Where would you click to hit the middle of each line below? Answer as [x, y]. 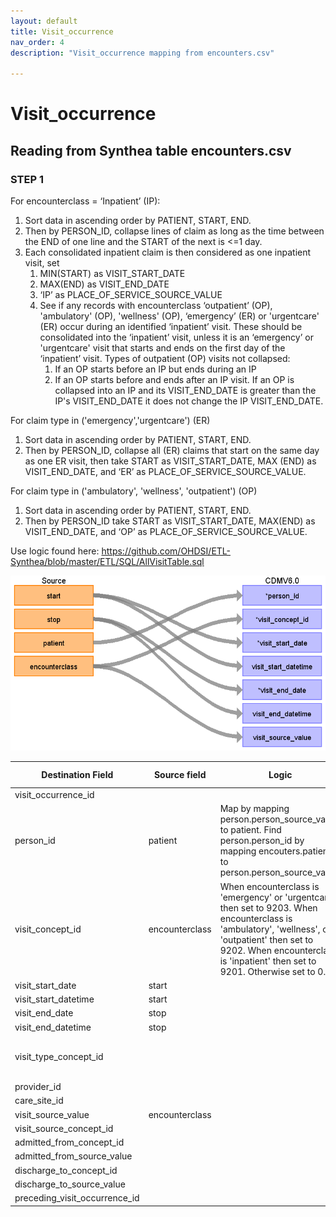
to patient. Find [250, 830]
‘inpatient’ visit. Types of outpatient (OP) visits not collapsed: [165, 358]
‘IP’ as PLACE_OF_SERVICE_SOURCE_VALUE [131, 294]
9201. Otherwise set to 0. [273, 971]
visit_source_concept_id [64, 1128]
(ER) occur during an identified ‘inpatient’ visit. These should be [171, 326]
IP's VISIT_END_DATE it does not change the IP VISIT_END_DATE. [189, 401]
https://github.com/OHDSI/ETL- [166, 551]
